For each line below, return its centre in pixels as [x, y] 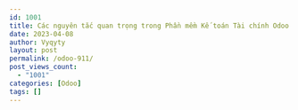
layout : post [33, 51]
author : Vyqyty [37, 42]
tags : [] [25, 91]
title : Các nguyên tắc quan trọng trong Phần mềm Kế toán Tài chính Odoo [149, 26]
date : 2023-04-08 [41, 34]
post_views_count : [43, 67]
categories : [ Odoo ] [46, 83]
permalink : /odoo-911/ [51, 59]
